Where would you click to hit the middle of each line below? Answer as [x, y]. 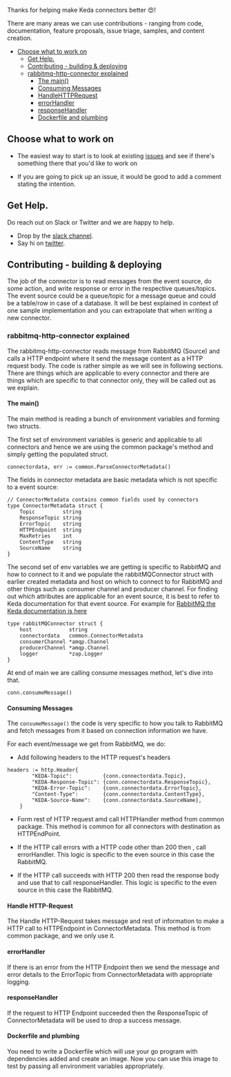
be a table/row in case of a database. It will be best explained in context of [113, 303]
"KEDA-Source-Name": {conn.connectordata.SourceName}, [117, 801]
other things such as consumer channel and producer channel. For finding [113, 589]
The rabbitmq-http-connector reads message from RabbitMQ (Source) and [114, 351]
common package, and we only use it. [61, 936]
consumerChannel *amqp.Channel [64, 642]
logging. [19, 982]
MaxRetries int [46, 536]
